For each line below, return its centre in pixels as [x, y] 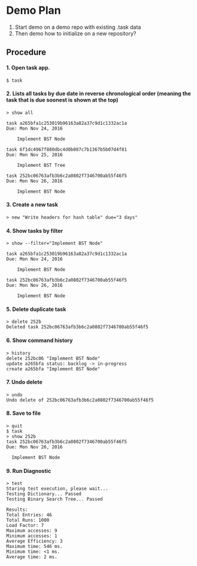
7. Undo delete [25, 382]
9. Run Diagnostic [29, 471]
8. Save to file [23, 413]
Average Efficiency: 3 [34, 541]
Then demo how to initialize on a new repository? [75, 33]
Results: [17, 510]
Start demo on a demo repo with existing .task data [78, 27]
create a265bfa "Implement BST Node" [53, 369]
